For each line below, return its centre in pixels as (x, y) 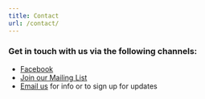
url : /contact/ (34, 23)
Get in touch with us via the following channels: (103, 52)
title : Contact (34, 16)
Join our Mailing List (53, 77)
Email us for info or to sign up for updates (89, 86)
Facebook (37, 68)
